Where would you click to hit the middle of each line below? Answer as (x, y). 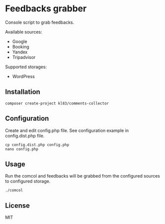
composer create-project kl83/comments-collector (57, 103)
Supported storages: (26, 67)
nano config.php (22, 149)
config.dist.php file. (25, 135)
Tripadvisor (24, 57)
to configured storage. (28, 181)
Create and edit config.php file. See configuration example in (67, 130)
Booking (21, 46)
